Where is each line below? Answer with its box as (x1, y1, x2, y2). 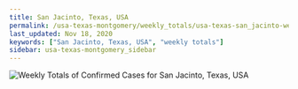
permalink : (9, 21, 50, 30)
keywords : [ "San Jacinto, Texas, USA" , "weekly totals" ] (9, 37, 224, 47)
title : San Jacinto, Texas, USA (9, 12, 129, 22)
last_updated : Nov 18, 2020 (9, 29, 114, 38)
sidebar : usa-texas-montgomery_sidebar (9, 46, 157, 55)
